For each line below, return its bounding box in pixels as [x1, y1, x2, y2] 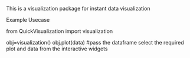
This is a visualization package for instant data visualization [6, 5, 150, 12]
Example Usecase [6, 16, 50, 23]
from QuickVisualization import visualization [6, 28, 113, 35]
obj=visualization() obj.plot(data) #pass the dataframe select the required [6, 39, 184, 46]
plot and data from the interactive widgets [6, 45, 108, 52]
